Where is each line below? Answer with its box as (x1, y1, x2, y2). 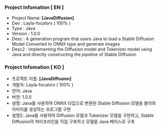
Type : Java (11, 26, 35, 31)
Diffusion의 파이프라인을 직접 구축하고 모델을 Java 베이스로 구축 (11, 118, 135, 124)
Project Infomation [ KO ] (4, 64, 65, 71)
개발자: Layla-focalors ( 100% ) (11, 81, 74, 87)
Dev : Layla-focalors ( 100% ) (11, 20, 71, 26)
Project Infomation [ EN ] (4, 4, 64, 11)
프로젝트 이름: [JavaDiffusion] (11, 76, 72, 81)
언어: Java (11, 88, 32, 94)
